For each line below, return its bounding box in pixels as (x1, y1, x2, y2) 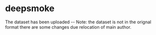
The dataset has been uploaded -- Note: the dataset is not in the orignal (5, 19, 152, 25)
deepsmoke (5, 3, 55, 14)
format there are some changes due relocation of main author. (5, 24, 132, 30)
